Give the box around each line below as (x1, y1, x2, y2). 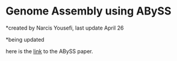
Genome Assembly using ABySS (5, 4, 172, 18)
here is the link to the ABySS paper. (5, 47, 94, 55)
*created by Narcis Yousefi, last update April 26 (5, 24, 124, 31)
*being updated (5, 36, 45, 43)
